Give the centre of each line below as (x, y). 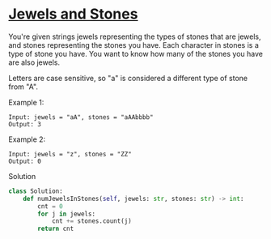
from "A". (23, 87)
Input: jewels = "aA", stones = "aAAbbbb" (81, 117)
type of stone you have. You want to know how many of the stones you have (135, 53)
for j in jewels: (66, 214)
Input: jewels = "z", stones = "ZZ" (70, 154)
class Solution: (36, 191)
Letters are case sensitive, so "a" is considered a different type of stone (128, 78)
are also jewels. (34, 62)
